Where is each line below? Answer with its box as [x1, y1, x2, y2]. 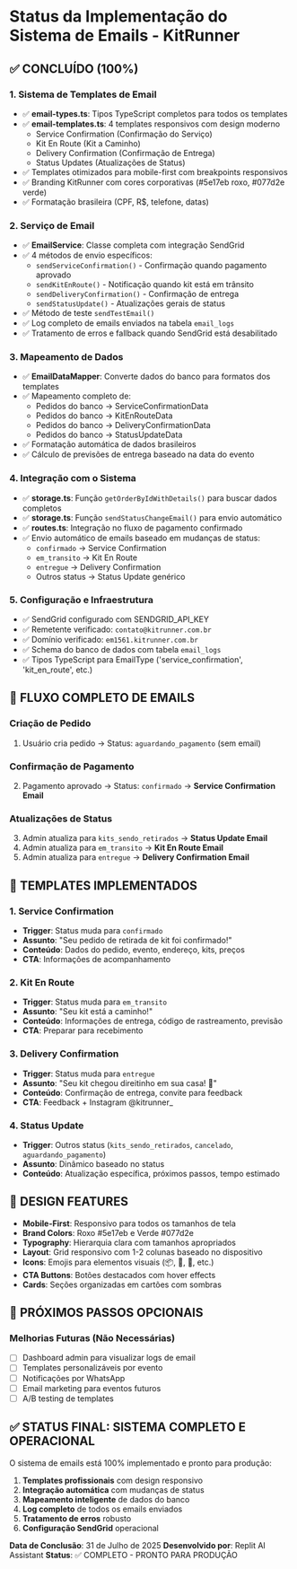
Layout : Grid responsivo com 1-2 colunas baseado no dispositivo [22, 1246, 263, 1258]
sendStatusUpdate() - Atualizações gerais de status [35, 298, 226, 309]
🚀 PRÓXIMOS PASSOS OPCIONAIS [9, 1305, 204, 1320]
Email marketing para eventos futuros [22, 1382, 162, 1393]
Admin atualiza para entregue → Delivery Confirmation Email [22, 852, 249, 863]
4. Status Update [9, 1119, 84, 1132]
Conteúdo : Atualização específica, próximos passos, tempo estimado [22, 1168, 281, 1179]
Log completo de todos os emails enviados [22, 1503, 183, 1514]
